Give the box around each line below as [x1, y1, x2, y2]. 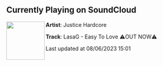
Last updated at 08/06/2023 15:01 [45, 45, 131, 52]
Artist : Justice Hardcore [45, 21, 107, 28]
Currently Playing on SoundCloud [6, 5, 137, 15]
